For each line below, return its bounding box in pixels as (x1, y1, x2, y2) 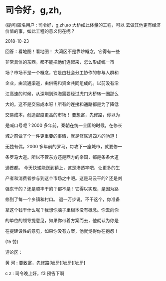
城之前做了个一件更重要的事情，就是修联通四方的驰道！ (5, 133, 119, 139)
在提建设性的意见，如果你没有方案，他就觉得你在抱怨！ (5, 228, 119, 234)
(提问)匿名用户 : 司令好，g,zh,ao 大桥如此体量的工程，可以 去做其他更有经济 (5, 22, 161, 28)
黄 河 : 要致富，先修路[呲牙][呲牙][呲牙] (5, 260, 86, 266)
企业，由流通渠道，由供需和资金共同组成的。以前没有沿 (5, 80, 119, 86)
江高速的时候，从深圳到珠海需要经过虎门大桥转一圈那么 (5, 91, 119, 96)
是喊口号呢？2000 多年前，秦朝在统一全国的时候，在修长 (5, 122, 122, 128)
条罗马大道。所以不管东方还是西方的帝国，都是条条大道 (5, 154, 119, 160)
